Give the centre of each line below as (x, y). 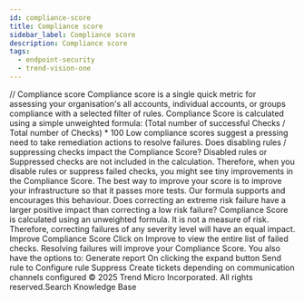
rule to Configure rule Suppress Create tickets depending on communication (152, 267)
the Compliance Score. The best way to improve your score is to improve (146, 180)
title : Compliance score (56, 26)
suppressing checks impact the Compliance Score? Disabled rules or (138, 151)
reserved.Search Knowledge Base (73, 286)
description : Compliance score (69, 43)
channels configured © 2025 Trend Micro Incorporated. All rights (131, 277)
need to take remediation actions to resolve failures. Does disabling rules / (148, 142)
